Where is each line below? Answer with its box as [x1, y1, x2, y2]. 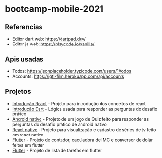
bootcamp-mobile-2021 [5, 3, 104, 15]
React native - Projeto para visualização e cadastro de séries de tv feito [12, 126, 156, 133]
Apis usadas [5, 55, 44, 64]
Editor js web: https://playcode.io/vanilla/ [12, 41, 95, 47]
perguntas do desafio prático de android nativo [12, 121, 107, 127]
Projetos [5, 88, 31, 96]
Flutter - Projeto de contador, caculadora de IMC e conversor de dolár [12, 137, 153, 143]
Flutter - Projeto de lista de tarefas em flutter [12, 147, 102, 153]
